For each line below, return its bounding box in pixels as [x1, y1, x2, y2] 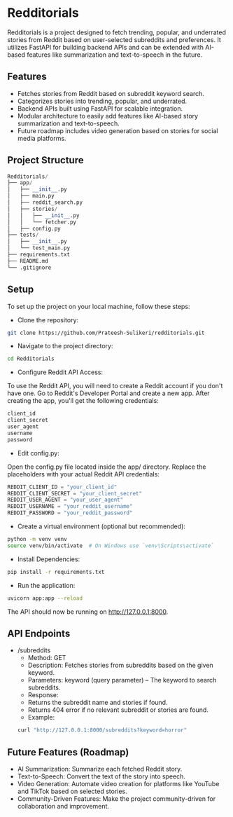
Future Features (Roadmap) [7, 746, 129, 758]
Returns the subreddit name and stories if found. [27, 699, 168, 707]
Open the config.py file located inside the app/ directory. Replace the [7, 462, 206, 471]
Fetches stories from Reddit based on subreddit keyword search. [17, 89, 205, 97]
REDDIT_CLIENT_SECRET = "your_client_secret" [7, 490, 142, 497]
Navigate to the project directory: [17, 342, 113, 350]
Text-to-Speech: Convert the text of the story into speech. [17, 772, 185, 781]
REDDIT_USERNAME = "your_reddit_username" [7, 503, 133, 510]
